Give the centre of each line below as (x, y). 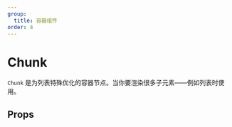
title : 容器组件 (36, 21)
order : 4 (20, 27)
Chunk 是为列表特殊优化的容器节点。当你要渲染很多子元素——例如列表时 (113, 83)
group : (17, 14)
